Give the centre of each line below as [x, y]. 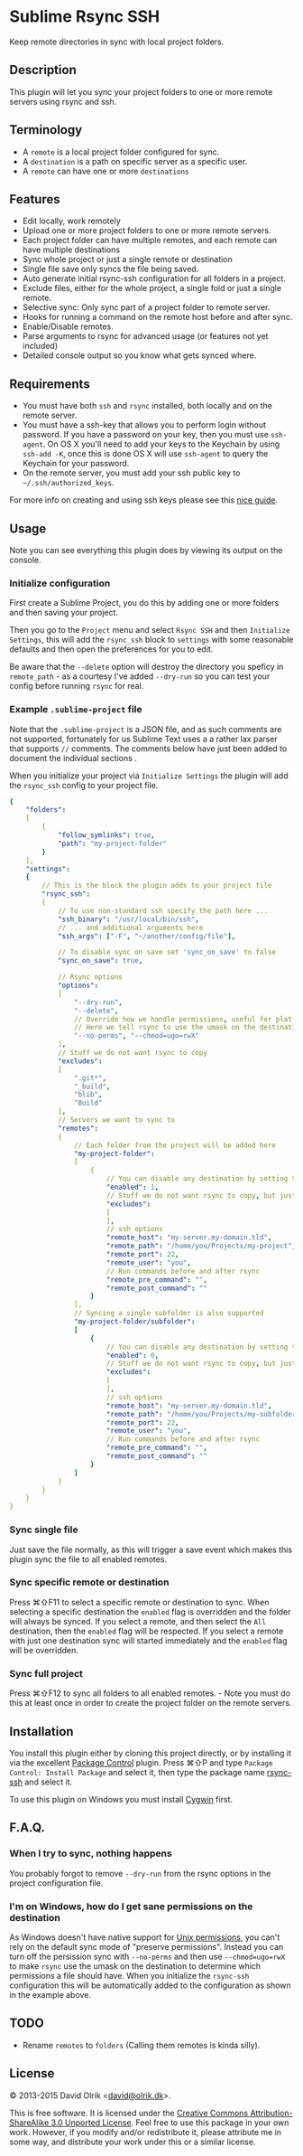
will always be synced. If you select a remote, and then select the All [138, 1621]
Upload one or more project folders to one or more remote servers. [147, 231]
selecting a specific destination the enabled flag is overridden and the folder [150, 1612]
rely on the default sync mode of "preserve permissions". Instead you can [147, 1946]
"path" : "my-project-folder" [112, 843]
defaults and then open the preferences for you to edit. [111, 649]
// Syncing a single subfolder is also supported [169, 1313]
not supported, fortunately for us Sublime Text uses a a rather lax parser [143, 739]
